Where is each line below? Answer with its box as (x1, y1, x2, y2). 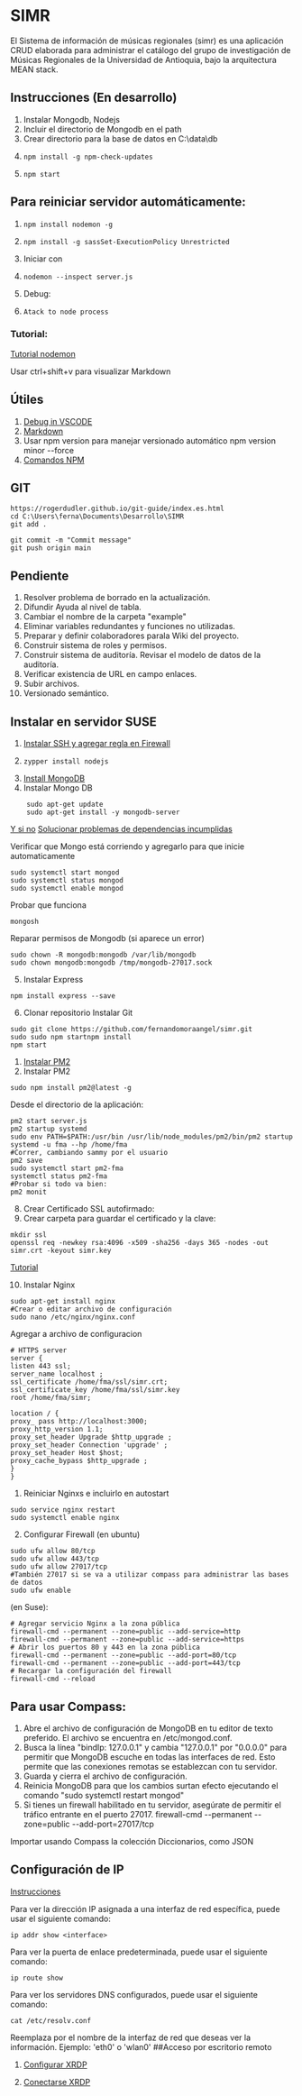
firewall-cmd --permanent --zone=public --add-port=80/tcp (10, 1651, 237, 1660)
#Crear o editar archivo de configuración (10, 1304, 172, 1314)
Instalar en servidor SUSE (10, 714, 157, 729)
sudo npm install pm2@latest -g (10, 1084, 132, 1093)
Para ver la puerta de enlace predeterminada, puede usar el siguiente (10, 1946, 269, 1957)
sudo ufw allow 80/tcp (10, 1547, 96, 1556)
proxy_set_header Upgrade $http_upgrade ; (10, 1432, 172, 1442)
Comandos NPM (23, 454, 85, 465)
